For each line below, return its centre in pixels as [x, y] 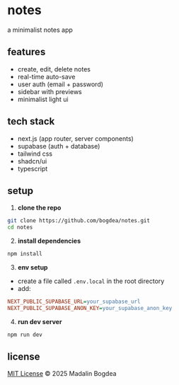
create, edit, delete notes [54, 69]
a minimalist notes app [40, 30]
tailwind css [35, 154]
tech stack [31, 121]
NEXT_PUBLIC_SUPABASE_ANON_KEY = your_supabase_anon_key [90, 308]
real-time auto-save [46, 76]
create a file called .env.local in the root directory [91, 281]
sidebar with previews [50, 91]
